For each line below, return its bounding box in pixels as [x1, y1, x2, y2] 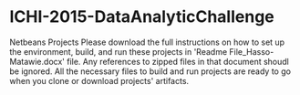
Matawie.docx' [9, 56, 66, 67]
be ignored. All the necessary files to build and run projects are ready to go [9, 66, 292, 77]
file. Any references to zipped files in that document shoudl [67, 56, 289, 67]
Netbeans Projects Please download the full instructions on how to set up [9, 37, 285, 47]
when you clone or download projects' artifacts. [9, 75, 190, 86]
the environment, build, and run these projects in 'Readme [9, 46, 228, 57]
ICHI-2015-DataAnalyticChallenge [9, 6, 275, 27]
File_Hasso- [229, 46, 274, 57]
